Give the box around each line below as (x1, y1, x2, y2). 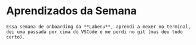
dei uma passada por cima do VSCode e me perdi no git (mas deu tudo (6, 28, 183, 35)
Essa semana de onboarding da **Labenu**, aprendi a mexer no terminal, (6, 24, 191, 30)
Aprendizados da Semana (6, 4, 137, 18)
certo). (6, 34, 26, 40)
